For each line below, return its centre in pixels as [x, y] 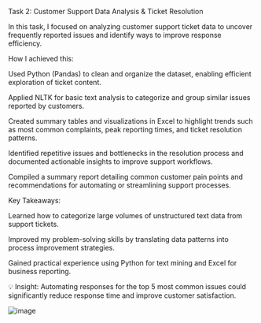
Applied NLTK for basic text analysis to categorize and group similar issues [129, 97]
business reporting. [40, 271]
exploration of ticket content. [55, 82]
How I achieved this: [41, 59]
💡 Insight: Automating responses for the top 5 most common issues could [127, 286]
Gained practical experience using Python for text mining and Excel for [123, 263]
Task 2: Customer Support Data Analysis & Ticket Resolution [106, 11]
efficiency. [25, 43]
